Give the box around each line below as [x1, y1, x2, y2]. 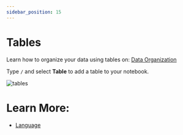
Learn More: [6, 101, 70, 115]
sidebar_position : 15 [6, 9, 62, 15]
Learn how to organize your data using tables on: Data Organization [6, 56, 177, 63]
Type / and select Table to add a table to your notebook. [6, 67, 149, 75]
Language [15, 121, 41, 129]
